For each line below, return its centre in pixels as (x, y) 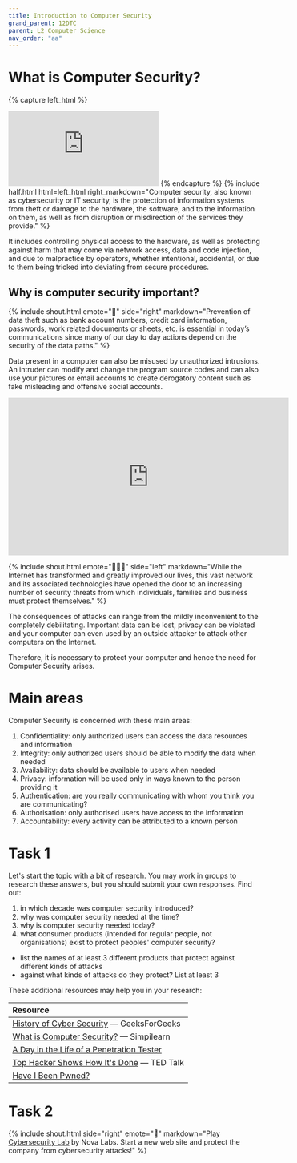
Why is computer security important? (104, 292)
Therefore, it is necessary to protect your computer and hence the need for (132, 657)
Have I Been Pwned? (51, 1076)
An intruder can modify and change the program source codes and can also (133, 370)
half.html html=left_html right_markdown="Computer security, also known (130, 192)
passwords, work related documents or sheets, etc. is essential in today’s (129, 328)
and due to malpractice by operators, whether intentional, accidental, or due (134, 259)
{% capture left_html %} (48, 100)
